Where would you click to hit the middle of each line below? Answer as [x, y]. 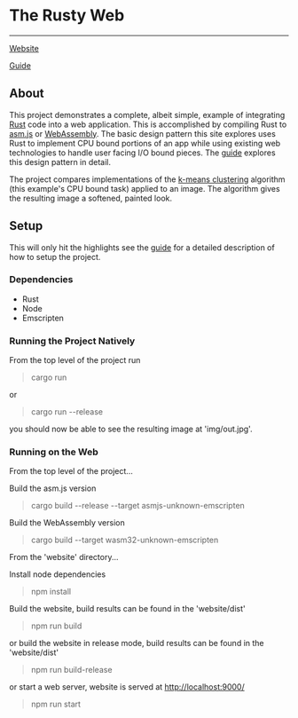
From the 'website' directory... [64, 557]
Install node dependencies [58, 574]
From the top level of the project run [75, 360]
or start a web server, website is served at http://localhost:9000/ [127, 687]
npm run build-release [71, 670]
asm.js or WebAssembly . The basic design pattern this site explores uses [143, 133]
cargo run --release [67, 412]
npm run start [56, 704]
